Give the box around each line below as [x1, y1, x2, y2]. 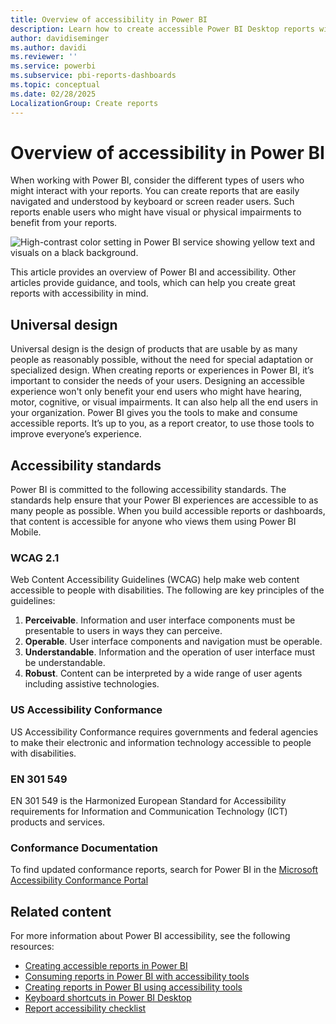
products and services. [10, 816, 106, 828]
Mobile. [10, 526, 42, 538]
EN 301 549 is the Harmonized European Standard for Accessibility [10, 794, 287, 806]
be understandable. [24, 657, 106, 669]
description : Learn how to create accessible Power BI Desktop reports [10, 24, 315, 34]
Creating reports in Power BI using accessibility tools [24, 981, 243, 993]
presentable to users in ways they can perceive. [24, 625, 223, 637]
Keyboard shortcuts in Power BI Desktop [24, 992, 192, 1004]
